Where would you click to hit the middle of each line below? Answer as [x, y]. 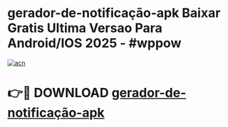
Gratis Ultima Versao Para [85, 28]
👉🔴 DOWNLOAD [58, 93]
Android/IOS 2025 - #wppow [94, 43]
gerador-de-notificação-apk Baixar [114, 13]
